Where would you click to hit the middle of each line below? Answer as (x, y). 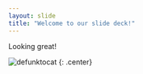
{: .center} (76, 62)
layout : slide (32, 16)
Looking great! (32, 46)
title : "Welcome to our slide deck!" (72, 23)
